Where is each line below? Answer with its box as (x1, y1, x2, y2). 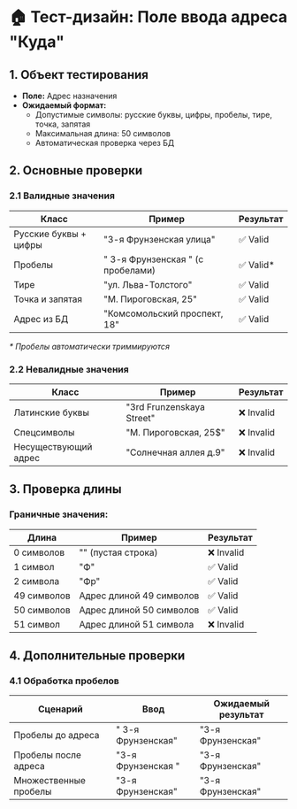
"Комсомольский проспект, (103, 307, 224, 320)
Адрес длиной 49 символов (79, 589, 200, 602)
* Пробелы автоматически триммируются (9, 341, 171, 351)
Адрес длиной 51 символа (79, 618, 194, 630)
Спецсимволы (13, 426, 75, 438)
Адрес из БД (13, 312, 69, 325)
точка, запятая (34, 119, 91, 129)
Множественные (13, 774, 87, 787)
